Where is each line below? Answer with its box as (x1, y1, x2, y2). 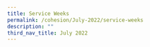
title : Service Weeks (7, 10, 70, 17)
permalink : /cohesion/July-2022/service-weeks (7, 17, 144, 23)
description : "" (7, 23, 54, 30)
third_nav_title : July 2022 (7, 29, 88, 37)
